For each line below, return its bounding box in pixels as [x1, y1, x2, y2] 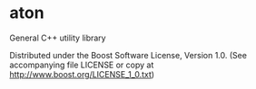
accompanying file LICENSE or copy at [9, 59, 154, 70]
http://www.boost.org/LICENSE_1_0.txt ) [9, 68, 155, 79]
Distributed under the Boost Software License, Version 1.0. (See [9, 49, 248, 60]
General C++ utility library [9, 32, 106, 43]
